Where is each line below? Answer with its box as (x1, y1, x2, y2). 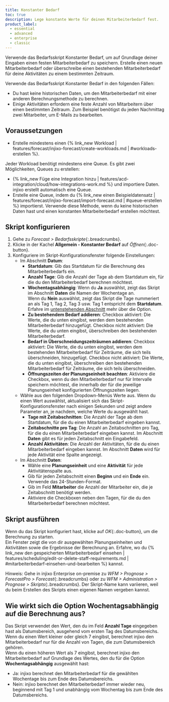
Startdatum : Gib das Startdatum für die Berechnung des (27, 263, 145, 269)
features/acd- (100, 175, 129, 182)
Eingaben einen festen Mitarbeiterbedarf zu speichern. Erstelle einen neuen (5, 59, 163, 66)
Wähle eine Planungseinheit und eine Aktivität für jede (27, 463, 143, 469)
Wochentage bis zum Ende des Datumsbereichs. (12, 676, 114, 682)
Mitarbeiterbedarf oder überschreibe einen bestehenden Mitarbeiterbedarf (5, 65, 161, 71)
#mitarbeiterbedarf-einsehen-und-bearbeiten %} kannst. (5, 561, 124, 567)
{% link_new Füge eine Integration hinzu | (12, 175, 99, 182)
